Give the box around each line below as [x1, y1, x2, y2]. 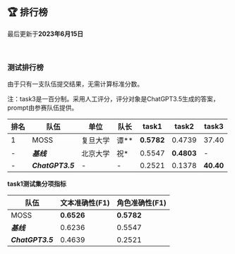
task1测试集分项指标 [7, 179, 67, 188]
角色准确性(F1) [116, 198, 167, 208]
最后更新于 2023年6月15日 [7, 30, 83, 38]
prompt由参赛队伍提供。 [7, 103, 78, 112]
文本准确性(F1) [59, 198, 111, 208]
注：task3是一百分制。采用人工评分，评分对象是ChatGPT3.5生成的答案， [7, 95, 220, 103]
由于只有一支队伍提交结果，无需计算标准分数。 [7, 80, 143, 89]
